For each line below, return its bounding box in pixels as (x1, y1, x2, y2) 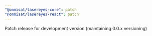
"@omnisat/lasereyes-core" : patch (5, 7, 77, 12)
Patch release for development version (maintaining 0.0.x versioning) (5, 25, 147, 31)
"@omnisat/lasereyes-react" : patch (5, 12, 79, 17)
